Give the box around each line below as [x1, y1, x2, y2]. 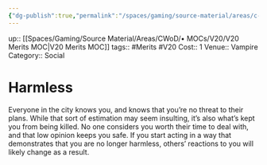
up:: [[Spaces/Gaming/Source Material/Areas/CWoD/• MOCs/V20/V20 [8, 33, 240, 43]
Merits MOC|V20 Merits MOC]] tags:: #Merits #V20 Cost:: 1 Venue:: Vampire [8, 41, 258, 52]
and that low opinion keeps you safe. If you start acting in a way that [8, 130, 232, 139]
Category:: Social [8, 50, 65, 60]
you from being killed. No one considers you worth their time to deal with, [8, 121, 249, 132]
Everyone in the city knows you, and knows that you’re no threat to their [8, 104, 244, 114]
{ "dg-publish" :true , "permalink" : [8, 11, 119, 20]
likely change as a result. [8, 147, 90, 156]
